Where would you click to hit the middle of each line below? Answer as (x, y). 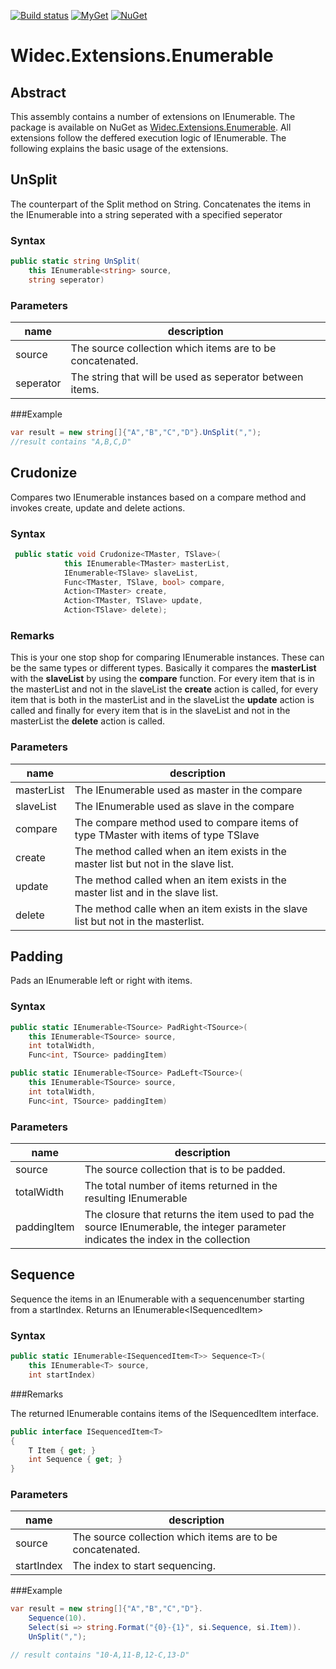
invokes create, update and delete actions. (98, 507)
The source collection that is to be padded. (185, 1170)
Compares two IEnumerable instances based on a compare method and (158, 497)
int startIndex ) (62, 1375)
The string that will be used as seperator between (187, 377)
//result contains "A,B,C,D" (71, 441)
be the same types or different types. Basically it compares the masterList (163, 668)
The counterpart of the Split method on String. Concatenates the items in (161, 204)
